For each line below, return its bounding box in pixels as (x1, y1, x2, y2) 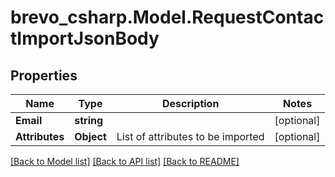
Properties (10, 67, 78, 84)
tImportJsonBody (10, 27, 160, 50)
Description (161, 97, 220, 110)
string (74, 114, 104, 127)
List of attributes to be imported (116, 130, 265, 143)
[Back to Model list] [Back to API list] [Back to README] (10, 156, 240, 167)
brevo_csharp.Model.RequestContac (10, 6, 325, 29)
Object (74, 130, 107, 143)
